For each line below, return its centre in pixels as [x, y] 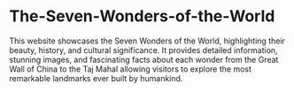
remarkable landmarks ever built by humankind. [96, 78]
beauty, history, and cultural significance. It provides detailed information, [143, 50]
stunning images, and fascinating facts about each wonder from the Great [144, 59]
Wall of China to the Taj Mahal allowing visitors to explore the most [131, 69]
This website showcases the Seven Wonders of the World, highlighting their [147, 41]
